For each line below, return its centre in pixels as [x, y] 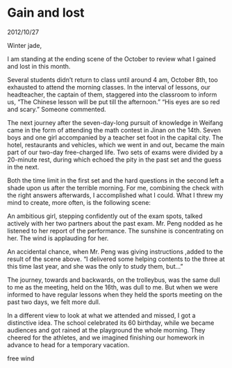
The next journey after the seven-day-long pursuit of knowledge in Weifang [115, 122]
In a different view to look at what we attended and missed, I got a [101, 315]
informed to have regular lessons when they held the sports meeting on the [115, 294]
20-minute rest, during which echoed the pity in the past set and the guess [115, 159]
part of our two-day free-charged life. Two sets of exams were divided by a [115, 152]
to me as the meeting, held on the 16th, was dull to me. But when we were [113, 287]
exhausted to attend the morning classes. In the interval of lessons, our [109, 87]
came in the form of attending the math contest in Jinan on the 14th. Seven [114, 130]
